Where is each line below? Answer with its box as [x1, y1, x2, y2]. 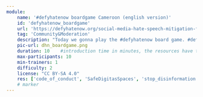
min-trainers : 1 [17, 59, 59, 65]
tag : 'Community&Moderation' [17, 31, 91, 37]
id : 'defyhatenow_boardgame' [17, 20, 91, 26]
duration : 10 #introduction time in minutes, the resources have [17, 48, 193, 54]
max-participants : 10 [17, 54, 71, 60]
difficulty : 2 [17, 64, 53, 71]
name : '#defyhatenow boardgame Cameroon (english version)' [17, 14, 172, 20]
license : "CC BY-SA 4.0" [17, 70, 80, 77]
